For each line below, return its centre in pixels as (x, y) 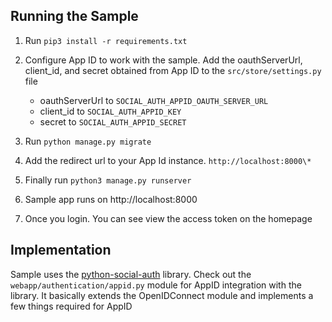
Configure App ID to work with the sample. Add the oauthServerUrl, (163, 60)
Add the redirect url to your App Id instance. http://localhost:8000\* (168, 160)
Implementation (61, 250)
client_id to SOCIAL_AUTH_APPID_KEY (110, 111)
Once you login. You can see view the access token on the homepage (168, 218)
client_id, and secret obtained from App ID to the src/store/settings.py (173, 70)
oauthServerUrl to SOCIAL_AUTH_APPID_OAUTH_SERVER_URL (154, 100)
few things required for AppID (71, 306)
